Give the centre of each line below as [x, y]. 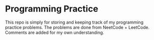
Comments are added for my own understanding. [55, 32]
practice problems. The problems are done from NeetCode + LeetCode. [77, 27]
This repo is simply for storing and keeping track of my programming [74, 22]
